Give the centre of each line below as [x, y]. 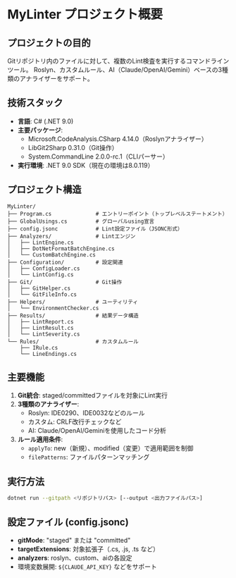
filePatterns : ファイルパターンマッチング [89, 457]
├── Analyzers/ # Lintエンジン [72, 236]
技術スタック [35, 103]
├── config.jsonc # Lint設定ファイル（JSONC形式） [95, 229]
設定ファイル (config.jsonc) [68, 522]
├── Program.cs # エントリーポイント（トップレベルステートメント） [118, 214]
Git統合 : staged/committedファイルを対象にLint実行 [92, 395]
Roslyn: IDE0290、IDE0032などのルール [87, 413]
